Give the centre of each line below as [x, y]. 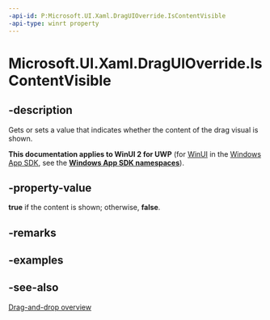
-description [40, 110]
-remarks [32, 232]
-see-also [34, 288]
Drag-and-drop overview [50, 307]
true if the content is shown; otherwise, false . [84, 208]
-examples [36, 261]
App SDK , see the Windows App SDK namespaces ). [96, 162]
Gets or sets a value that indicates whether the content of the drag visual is [133, 129]
